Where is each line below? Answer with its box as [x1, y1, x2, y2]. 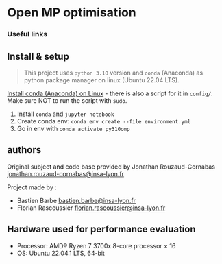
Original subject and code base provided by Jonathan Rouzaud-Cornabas [7, 163, 216, 171]
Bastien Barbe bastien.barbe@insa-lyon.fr [16, 196, 136, 204]
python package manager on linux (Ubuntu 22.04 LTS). [23, 75, 180, 84]
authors [7, 144, 42, 156]
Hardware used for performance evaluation [7, 224, 197, 235]
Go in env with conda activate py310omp [16, 124, 130, 132]
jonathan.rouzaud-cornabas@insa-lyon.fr [7, 169, 125, 178]
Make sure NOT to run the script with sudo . [7, 96, 127, 104]
